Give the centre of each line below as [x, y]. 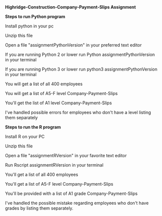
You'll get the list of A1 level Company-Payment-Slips [58, 103]
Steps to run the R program [33, 127]
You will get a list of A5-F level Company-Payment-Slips [61, 93]
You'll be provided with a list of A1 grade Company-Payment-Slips [71, 193]
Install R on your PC [25, 136]
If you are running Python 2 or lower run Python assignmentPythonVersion [80, 54]
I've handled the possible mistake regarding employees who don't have [77, 203]
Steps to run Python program [35, 16]
